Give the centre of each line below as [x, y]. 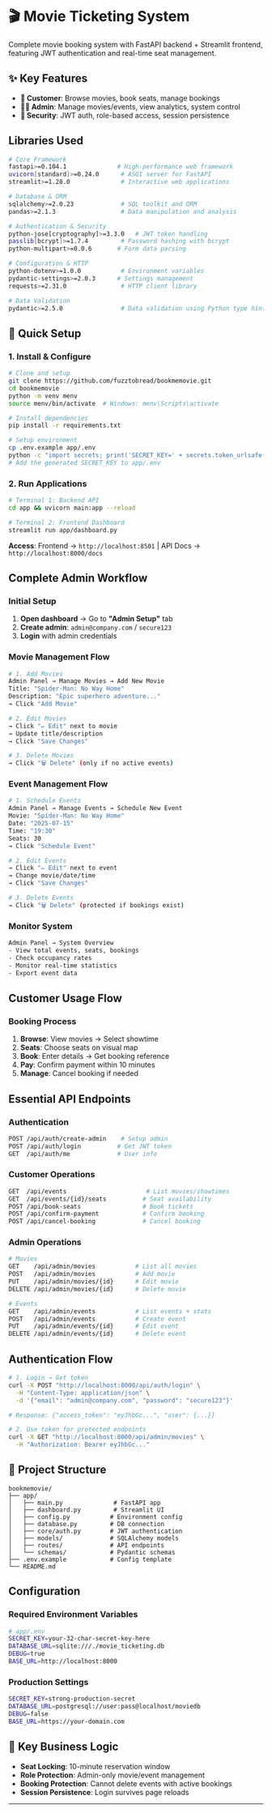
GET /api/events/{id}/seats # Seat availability [110, 1199]
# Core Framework [38, 160]
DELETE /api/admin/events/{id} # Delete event [97, 1334]
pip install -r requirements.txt [65, 426]
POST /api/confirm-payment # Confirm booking [106, 1214]
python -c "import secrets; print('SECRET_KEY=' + [96, 455]
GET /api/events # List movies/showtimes [119, 1191]
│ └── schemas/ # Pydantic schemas [92, 1552]
